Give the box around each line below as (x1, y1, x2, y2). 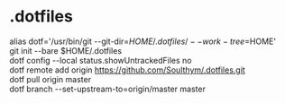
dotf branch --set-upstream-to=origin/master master (9, 83, 206, 94)
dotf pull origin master (9, 73, 92, 84)
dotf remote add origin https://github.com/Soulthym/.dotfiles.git (9, 64, 245, 75)
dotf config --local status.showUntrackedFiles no (9, 55, 192, 65)
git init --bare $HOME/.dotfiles (9, 45, 123, 56)
